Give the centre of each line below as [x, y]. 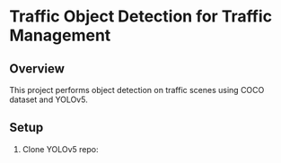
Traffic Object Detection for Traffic [140, 17]
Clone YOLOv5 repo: [60, 149]
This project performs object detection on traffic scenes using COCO [137, 90]
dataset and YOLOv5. [48, 99]
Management [60, 35]
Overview [37, 69]
